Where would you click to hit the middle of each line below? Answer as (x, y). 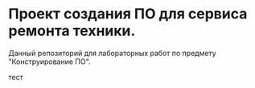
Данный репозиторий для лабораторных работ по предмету (112, 53)
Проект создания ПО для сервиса (128, 14)
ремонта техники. (72, 31)
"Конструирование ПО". (49, 62)
